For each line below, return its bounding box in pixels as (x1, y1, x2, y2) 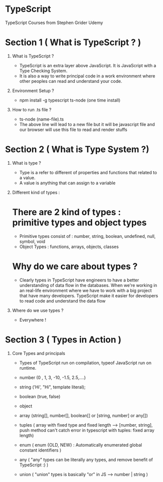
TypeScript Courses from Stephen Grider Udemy (5, 20, 103, 25)
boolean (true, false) (19, 393, 61, 399)
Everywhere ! (19, 317, 46, 323)
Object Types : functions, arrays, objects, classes (19, 244, 119, 250)
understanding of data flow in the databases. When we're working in (19, 282, 158, 288)
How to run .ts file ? (12, 106, 52, 112)
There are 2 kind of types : (12, 207, 121, 218)
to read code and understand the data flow (19, 298, 106, 304)
